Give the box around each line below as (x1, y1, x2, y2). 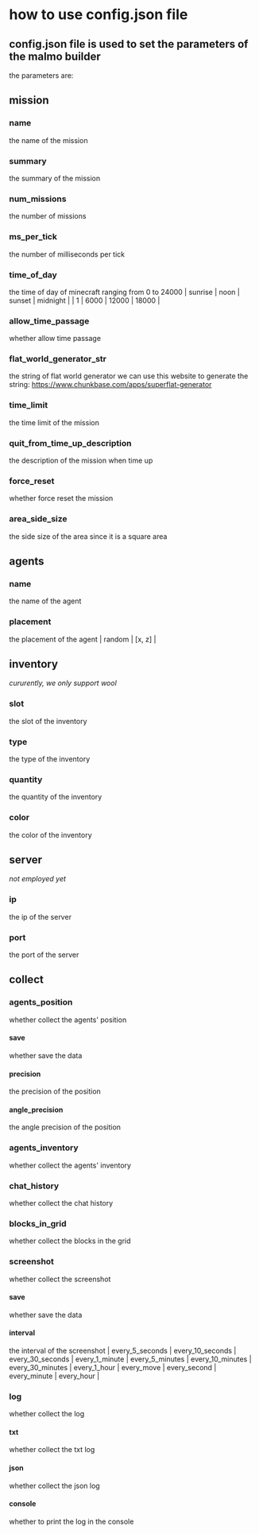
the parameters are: (9, 71, 74, 80)
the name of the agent (9, 596, 82, 606)
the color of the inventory (9, 830, 92, 839)
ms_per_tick (9, 231, 58, 242)
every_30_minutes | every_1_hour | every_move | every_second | (9, 1362, 217, 1372)
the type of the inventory (9, 754, 91, 764)
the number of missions (9, 211, 87, 221)
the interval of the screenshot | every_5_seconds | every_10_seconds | (9, 1346, 237, 1355)
